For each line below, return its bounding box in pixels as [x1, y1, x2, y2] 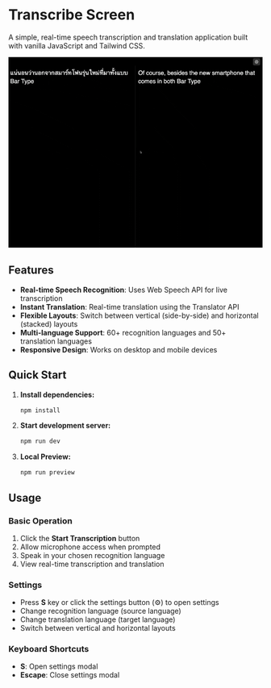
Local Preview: [19, 452, 71, 461]
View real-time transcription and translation [19, 559, 165, 569]
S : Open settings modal [19, 661, 98, 671]
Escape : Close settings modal [19, 670, 120, 680]
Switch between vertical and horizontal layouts [19, 623, 176, 633]
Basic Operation [8, 515, 73, 526]
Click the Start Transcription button [19, 533, 140, 543]
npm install [19, 406, 60, 415]
